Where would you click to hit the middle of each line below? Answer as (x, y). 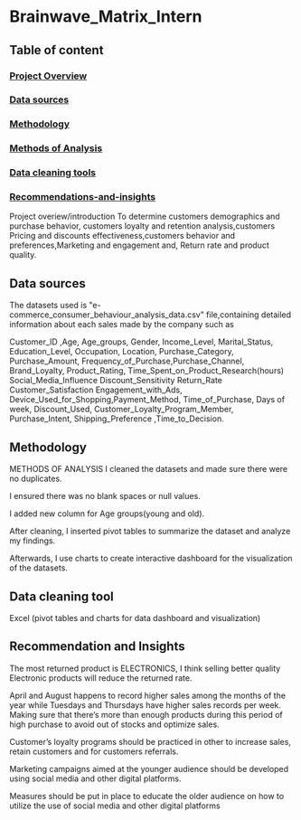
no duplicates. (36, 479)
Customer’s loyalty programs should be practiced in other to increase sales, (150, 741)
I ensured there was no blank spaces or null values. (105, 496)
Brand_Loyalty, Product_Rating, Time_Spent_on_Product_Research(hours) (147, 371)
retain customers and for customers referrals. (94, 751)
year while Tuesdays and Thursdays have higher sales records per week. (146, 705)
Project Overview (48, 76)
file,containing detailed (249, 315)
